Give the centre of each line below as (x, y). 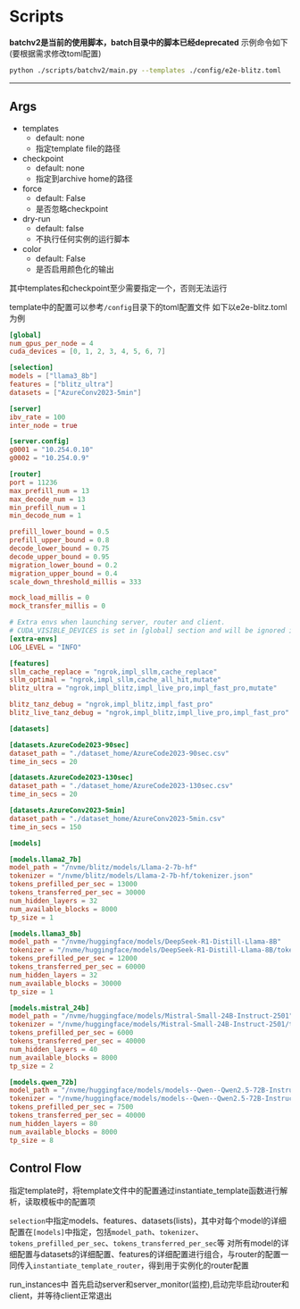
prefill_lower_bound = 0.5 (59, 532)
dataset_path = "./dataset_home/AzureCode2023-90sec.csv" (119, 753)
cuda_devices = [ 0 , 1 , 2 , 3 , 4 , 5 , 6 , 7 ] (87, 352)
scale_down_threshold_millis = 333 (75, 582)
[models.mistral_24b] (50, 1008)
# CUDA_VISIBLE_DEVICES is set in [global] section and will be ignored (147, 631)
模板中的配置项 (67, 1202)
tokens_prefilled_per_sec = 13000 (74, 885)
